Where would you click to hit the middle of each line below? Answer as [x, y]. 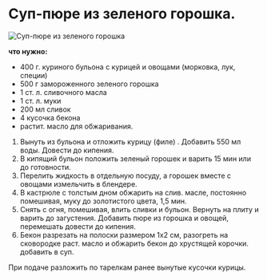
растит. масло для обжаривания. [76, 126]
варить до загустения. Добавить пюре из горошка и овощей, [124, 218]
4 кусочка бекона [50, 117]
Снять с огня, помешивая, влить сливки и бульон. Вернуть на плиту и [139, 209]
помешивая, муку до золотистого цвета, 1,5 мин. [103, 201]
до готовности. [46, 167]
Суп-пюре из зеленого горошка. [122, 14]
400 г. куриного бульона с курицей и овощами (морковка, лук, [128, 67]
